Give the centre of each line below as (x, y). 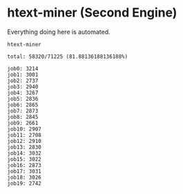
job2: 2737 (23, 81)
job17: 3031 (24, 171)
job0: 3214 (23, 68)
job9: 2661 (23, 123)
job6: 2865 (23, 105)
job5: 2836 (23, 99)
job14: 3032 (24, 153)
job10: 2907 (24, 129)
